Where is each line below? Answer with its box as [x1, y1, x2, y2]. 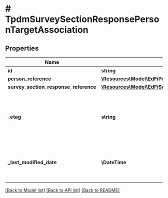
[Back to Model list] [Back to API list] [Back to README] [5, 188, 120, 193]
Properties [5, 44, 39, 52]
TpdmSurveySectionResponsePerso [5, 13, 159, 25]
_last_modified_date [7, 159, 57, 166]
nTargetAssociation [5, 24, 88, 35]
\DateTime [101, 159, 126, 166]
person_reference [7, 75, 51, 82]
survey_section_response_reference [7, 83, 96, 90]
